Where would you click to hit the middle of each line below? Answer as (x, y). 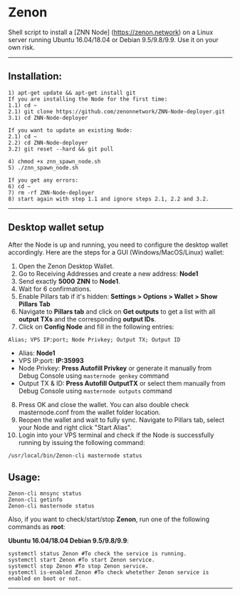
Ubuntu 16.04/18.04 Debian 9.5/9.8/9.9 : (68, 541)
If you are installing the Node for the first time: (88, 99)
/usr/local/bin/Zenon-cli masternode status (75, 456)
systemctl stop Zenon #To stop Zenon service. (78, 566)
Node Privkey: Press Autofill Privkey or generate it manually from (115, 368)
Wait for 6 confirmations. (55, 289)
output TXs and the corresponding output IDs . (87, 319)
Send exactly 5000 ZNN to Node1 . (69, 281)
